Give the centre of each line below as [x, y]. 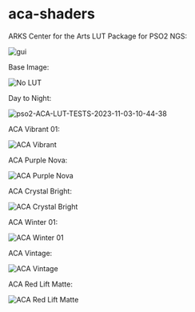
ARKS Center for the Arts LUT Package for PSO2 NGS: [98, 36]
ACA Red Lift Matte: [41, 284]
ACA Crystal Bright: [40, 191]
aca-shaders [52, 14]
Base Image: [29, 67]
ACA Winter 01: [33, 222]
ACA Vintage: [30, 253]
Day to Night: [30, 98]
